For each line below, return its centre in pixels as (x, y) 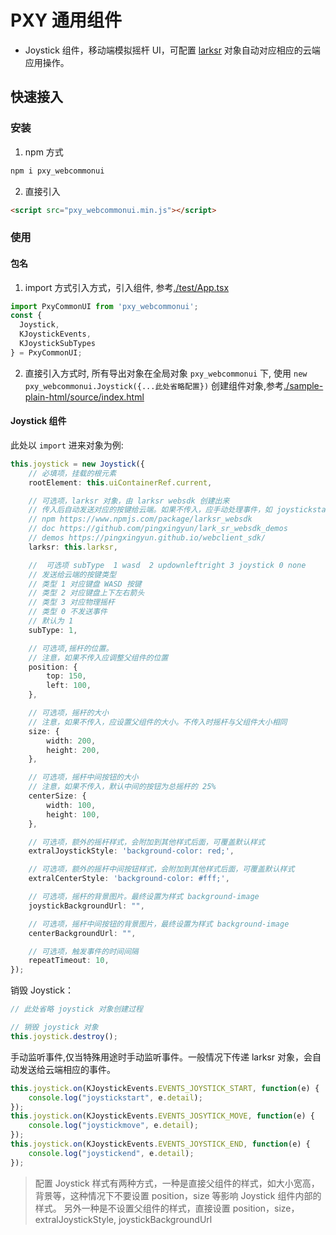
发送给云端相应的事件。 (67, 1069)
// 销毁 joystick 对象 (54, 1027)
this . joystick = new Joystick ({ (77, 464)
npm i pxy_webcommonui (57, 171)
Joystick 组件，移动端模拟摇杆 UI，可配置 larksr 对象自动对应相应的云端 (172, 50)
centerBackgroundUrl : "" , (82, 933)
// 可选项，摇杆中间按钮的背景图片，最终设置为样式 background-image (159, 924)
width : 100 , (71, 805)
